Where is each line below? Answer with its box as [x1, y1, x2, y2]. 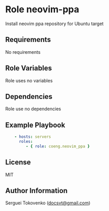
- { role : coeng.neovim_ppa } [25, 143, 90, 149]
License [5, 158, 31, 167]
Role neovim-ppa [5, 4, 79, 15]
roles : [18, 139, 33, 144]
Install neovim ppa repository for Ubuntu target [5, 20, 104, 27]
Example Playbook [5, 120, 65, 129]
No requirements [5, 49, 41, 55]
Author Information [5, 186, 68, 195]
